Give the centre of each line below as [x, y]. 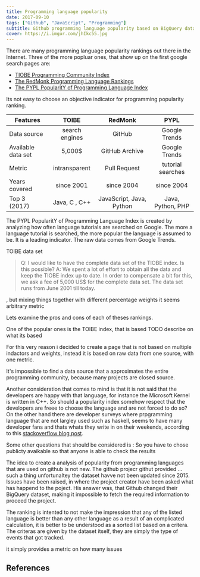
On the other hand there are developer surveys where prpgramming [89, 414]
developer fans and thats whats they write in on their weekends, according [98, 427]
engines [72, 138]
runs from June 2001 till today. [58, 288]
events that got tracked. [35, 538]
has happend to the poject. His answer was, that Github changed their [92, 488]
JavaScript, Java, [122, 199]
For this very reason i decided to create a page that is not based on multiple [99, 347]
